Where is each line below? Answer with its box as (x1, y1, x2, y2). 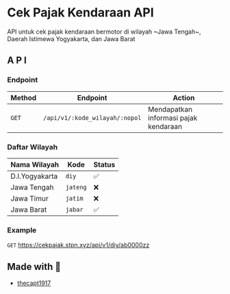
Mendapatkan (148, 104, 193, 114)
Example (7, 225, 37, 234)
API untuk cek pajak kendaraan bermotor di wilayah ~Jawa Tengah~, (7, 27, 201, 36)
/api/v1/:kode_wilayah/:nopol (43, 114, 142, 121)
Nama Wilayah (10, 160, 60, 169)
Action (172, 93, 195, 102)
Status (93, 160, 116, 169)
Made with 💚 (7, 260, 62, 272)
